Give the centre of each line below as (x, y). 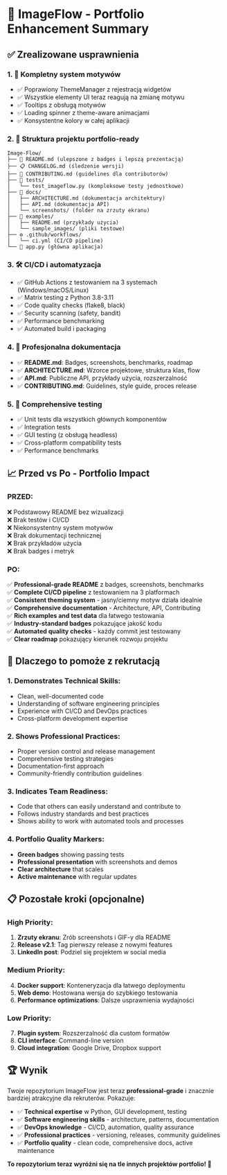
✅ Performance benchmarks (58, 451)
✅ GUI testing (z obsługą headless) (67, 435)
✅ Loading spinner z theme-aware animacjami (83, 112)
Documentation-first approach (61, 766)
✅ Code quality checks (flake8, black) (71, 305)
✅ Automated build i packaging (62, 329)
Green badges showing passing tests (71, 854)
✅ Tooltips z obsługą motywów (62, 105)
